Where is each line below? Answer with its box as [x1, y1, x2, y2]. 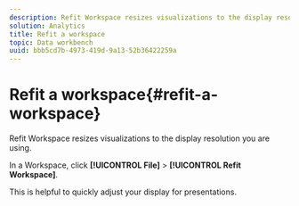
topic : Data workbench [9, 37, 93, 47]
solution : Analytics [9, 21, 86, 30]
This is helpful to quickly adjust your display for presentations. [9, 186, 238, 197]
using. [9, 143, 32, 153]
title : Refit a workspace [9, 29, 105, 38]
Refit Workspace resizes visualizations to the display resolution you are [9, 133, 270, 144]
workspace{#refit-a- [61, 85, 219, 105]
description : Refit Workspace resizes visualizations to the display [9, 12, 273, 22]
